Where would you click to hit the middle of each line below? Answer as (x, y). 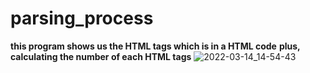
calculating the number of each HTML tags (101, 56)
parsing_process (82, 18)
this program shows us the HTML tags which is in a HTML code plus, (155, 46)
